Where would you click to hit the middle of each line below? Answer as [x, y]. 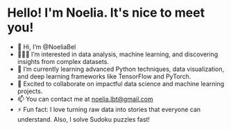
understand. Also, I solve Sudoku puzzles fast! [84, 119]
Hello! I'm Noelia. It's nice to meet [106, 13]
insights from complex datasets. [63, 61]
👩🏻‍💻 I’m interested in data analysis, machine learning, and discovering [118, 54]
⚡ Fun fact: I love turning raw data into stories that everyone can [109, 109]
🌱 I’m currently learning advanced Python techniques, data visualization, [121, 69]
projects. [30, 91]
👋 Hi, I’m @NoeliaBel [46, 47]
